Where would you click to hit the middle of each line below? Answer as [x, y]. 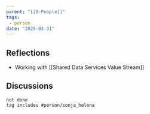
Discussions [30, 86]
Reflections [28, 52]
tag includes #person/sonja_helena [50, 105]
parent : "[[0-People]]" [36, 12]
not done [17, 100]
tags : [13, 17]
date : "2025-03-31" [30, 28]
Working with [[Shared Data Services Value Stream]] [79, 67]
